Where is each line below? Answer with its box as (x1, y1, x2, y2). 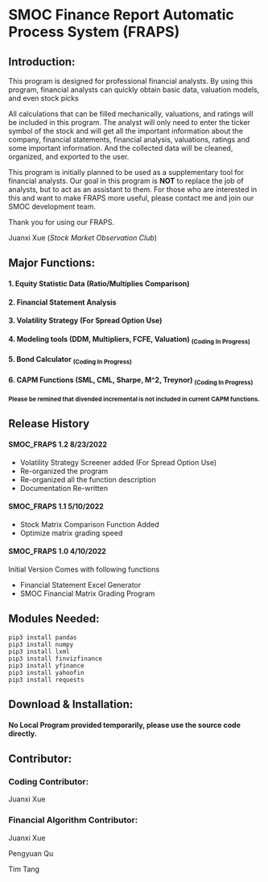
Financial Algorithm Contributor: (8, 814, 138, 826)
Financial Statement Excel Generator (19, 580, 142, 589)
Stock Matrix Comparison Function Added (19, 519, 159, 529)
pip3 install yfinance (8, 661, 85, 670)
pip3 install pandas (8, 633, 78, 642)
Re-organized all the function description (19, 474, 156, 485)
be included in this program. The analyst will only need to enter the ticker (8, 118, 251, 127)
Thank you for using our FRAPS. (8, 218, 115, 227)
